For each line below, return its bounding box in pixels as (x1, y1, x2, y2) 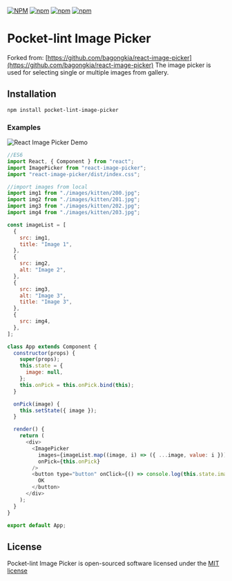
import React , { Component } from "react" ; (7, 158, 135, 165)
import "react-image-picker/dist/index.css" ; (7, 171, 140, 178)
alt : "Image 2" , (19, 267, 67, 274)
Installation (7, 88, 57, 100)
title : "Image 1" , (19, 240, 72, 248)
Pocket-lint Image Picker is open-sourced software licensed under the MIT (7, 560, 220, 568)
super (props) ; (19, 356, 60, 363)
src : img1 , (19, 234, 51, 241)
